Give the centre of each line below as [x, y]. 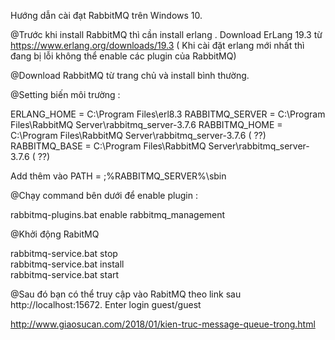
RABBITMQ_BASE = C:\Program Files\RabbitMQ [108, 146]
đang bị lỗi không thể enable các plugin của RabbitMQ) [123, 56]
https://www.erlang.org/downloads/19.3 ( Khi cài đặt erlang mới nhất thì [157, 45]
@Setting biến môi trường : [65, 94]
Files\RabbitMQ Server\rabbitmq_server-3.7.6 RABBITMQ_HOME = [146, 124]
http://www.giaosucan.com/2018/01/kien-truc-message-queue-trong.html [163, 324]
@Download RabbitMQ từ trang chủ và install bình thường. [130, 75]
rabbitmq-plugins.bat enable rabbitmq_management [118, 214]
